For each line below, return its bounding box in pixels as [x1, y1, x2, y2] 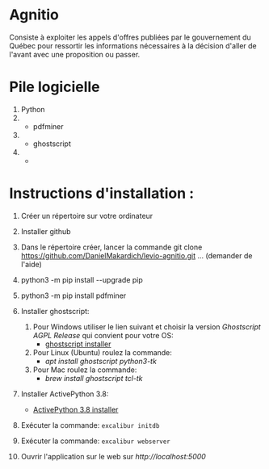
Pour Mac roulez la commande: [32, 365, 137, 375]
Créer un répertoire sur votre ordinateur [20, 211, 153, 220]
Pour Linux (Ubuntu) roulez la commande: [32, 347, 173, 357]
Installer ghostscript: [20, 306, 90, 316]
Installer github [20, 226, 71, 236]
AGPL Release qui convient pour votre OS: [32, 330, 174, 340]
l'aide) [20, 259, 43, 269]
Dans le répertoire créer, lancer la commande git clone [20, 242, 203, 252]
